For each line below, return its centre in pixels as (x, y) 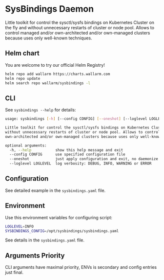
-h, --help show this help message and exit (66, 150)
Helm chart (22, 53)
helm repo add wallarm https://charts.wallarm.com (58, 74)
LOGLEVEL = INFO (20, 226)
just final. (14, 272)
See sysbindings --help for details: (41, 110)
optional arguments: (26, 145)
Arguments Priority (35, 255)
